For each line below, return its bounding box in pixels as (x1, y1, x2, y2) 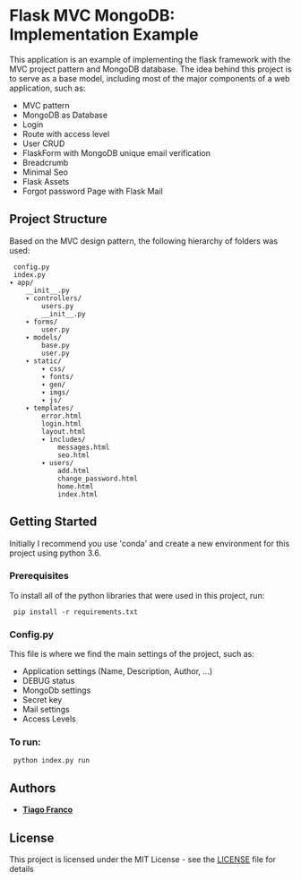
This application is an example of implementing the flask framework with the (9, 54, 291, 65)
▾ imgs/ (41, 387, 70, 397)
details (9, 864, 34, 875)
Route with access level (21, 128, 110, 139)
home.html (56, 481, 94, 491)
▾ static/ (25, 356, 63, 366)
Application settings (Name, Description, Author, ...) (21, 666, 213, 677)
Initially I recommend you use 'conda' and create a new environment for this (9, 538, 290, 548)
